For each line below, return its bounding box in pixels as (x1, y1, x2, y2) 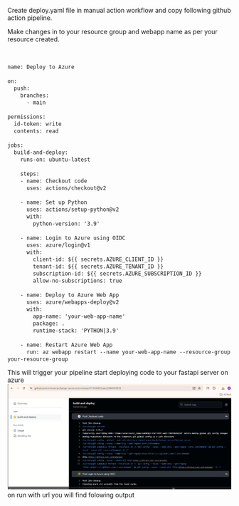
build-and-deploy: (14, 149, 69, 156)
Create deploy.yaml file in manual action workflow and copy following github (7, 6, 231, 14)
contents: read (14, 128, 59, 135)
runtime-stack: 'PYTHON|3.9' (33, 327, 119, 334)
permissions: (7, 113, 46, 120)
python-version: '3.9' (33, 220, 100, 227)
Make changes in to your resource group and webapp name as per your (7, 28, 218, 36)
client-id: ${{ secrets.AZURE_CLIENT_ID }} (33, 256, 164, 263)
